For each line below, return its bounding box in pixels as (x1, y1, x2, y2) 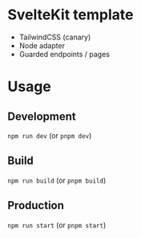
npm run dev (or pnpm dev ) (7, 130, 92, 140)
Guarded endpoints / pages (18, 49, 110, 59)
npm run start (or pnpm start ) (7, 220, 107, 230)
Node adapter (18, 40, 66, 50)
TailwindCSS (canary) (18, 32, 91, 42)
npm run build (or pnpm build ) (7, 175, 107, 185)
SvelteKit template (7, 6, 134, 24)
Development (7, 109, 77, 123)
